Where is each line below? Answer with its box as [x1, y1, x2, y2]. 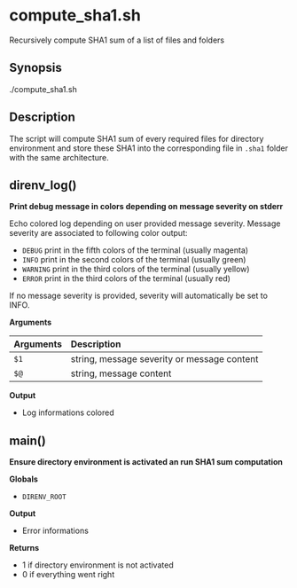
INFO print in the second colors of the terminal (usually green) [21, 255, 246, 265]
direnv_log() [9, 177, 77, 192]
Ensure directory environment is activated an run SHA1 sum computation [9, 457, 284, 467]
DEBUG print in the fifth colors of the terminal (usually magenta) [21, 245, 249, 255]
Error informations [21, 525, 89, 537]
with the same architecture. [9, 152, 109, 162]
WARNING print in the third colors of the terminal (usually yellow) [21, 263, 250, 275]
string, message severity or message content [70, 353, 259, 365]
